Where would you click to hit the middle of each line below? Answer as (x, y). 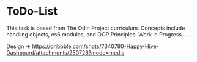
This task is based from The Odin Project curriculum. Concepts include (96, 28)
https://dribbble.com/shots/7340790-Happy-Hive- (95, 46)
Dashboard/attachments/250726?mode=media (65, 52)
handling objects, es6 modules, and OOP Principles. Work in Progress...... (99, 34)
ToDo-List (32, 11)
